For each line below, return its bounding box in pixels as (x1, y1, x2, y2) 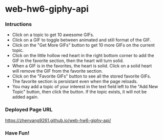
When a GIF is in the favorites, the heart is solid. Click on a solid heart (12, 63, 152, 69)
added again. (12, 94, 39, 100)
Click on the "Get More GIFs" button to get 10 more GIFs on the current (12, 42, 155, 48)
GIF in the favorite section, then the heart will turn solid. (12, 58, 124, 64)
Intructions (5, 21, 32, 28)
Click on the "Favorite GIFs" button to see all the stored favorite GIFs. (12, 73, 151, 79)
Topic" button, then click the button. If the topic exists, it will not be (12, 89, 147, 95)
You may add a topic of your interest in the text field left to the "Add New (12, 84, 158, 90)
